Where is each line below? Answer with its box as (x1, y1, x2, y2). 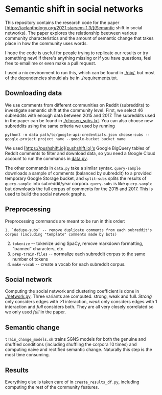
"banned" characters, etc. (12, 245, 65, 251)
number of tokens (12, 256, 48, 262)
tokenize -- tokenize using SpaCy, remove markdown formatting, (12, 241, 143, 246)
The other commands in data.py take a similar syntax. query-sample (5, 165, 141, 171)
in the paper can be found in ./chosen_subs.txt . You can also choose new (5, 117, 153, 123)
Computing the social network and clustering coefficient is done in (5, 288, 139, 294)
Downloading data (5, 89, 62, 97)
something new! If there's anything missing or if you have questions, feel (5, 55, 152, 61)
